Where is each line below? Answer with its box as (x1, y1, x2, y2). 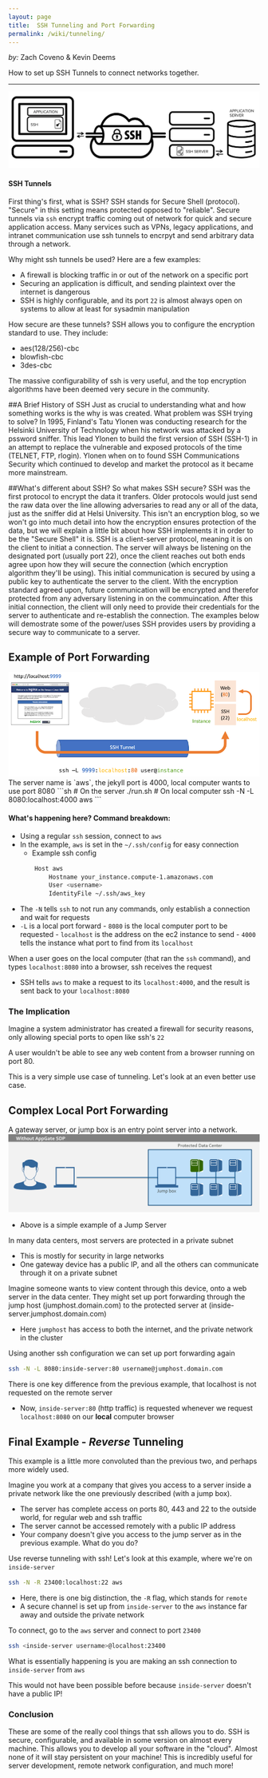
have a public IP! (8, 1689, 63, 1698)
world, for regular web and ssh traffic (19, 1512, 143, 1522)
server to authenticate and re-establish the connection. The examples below (8, 610, 259, 620)
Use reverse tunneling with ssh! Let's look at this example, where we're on (8, 1554, 253, 1563)
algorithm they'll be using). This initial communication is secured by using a (8, 568, 256, 577)
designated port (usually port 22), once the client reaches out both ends (8, 551, 246, 561)
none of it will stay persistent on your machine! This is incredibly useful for (8, 1752, 253, 1761)
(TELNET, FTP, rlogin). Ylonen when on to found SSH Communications (8, 450, 240, 460)
